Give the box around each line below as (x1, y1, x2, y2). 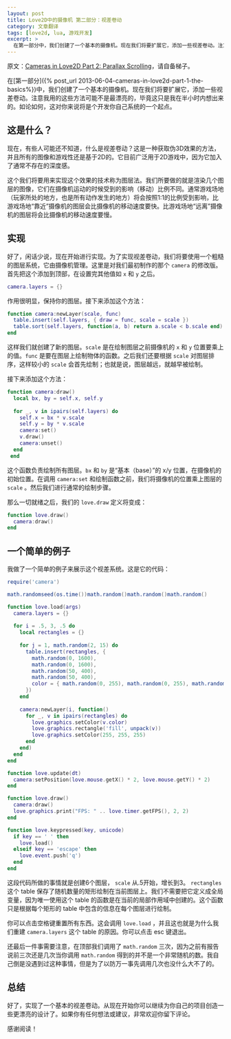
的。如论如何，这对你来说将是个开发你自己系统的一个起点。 (7, 103, 176, 110)
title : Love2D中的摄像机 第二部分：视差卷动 (7, 17, 122, 23)
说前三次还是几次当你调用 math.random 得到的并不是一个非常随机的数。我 (7, 951, 213, 959)
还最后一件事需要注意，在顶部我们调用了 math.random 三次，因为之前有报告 (7, 942, 219, 950)
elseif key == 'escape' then (13, 846, 97, 853)
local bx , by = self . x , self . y (13, 394, 103, 402)
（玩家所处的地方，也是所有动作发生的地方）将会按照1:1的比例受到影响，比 (7, 193, 219, 201)
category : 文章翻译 (7, 23, 59, 30)
